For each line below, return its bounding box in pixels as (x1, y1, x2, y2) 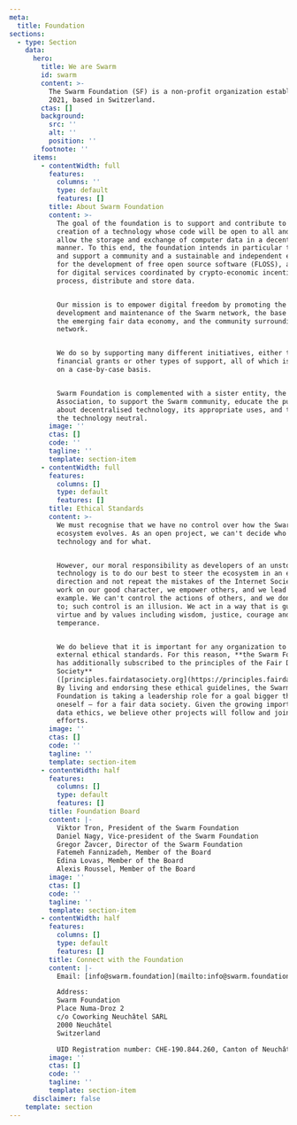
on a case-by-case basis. (56, 365, 152, 374)
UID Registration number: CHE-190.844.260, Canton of (56, 1044, 259, 1054)
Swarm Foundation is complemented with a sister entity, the (56, 389, 287, 398)
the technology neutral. (56, 414, 148, 423)
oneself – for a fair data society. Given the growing (56, 700, 263, 709)
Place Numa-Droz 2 (56, 1005, 125, 1013)
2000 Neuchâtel (56, 1020, 113, 1029)
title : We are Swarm (41, 63, 117, 72)
